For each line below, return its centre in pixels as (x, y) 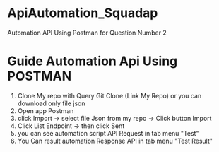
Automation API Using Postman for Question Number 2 (87, 33)
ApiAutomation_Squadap (83, 13)
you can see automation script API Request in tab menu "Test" (108, 133)
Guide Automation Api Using (93, 61)
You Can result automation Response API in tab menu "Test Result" (115, 141)
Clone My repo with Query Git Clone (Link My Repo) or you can (109, 95)
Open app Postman (46, 110)
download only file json (51, 103)
